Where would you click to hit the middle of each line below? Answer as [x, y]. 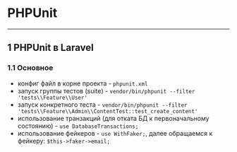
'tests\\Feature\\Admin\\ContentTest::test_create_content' [108, 111]
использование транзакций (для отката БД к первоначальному [113, 118]
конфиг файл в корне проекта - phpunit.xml [83, 83]
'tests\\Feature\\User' [53, 98]
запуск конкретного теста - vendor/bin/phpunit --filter [102, 105]
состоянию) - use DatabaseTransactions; [78, 126]
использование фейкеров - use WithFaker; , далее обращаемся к [115, 133]
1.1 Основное [30, 68]
